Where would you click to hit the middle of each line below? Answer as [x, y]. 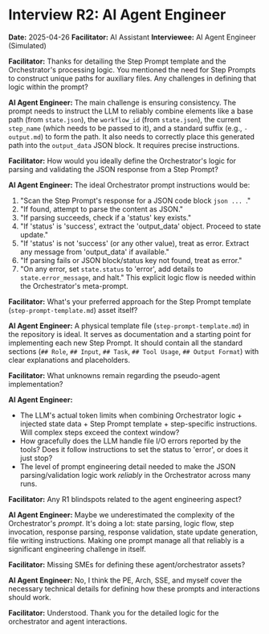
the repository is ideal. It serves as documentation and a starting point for [130, 334]
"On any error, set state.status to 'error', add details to [111, 269]
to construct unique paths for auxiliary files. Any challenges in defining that [132, 78]
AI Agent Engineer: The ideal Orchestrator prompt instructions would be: [129, 185]
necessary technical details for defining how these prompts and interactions [134, 588]
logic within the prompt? [48, 87]
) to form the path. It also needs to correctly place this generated [148, 136]
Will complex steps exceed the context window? [100, 432]
